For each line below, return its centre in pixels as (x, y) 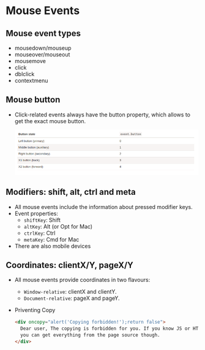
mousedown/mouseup (43, 48)
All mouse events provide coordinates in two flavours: (82, 280)
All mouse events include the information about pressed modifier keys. (104, 207)
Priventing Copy (35, 310)
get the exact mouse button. (50, 121)
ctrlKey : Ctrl (39, 233)
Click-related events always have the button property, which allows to (102, 115)
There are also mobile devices (53, 246)
